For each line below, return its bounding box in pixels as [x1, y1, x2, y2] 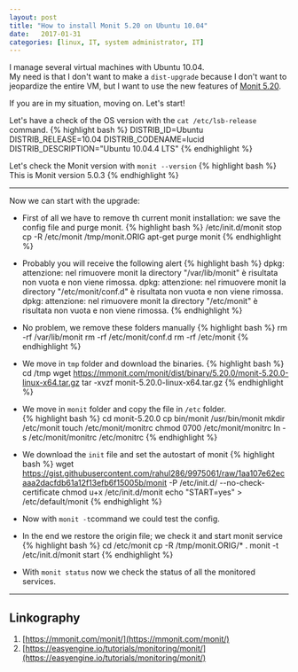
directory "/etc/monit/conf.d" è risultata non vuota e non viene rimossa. [21, 286, 284, 297]
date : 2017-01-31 [9, 29, 82, 38]
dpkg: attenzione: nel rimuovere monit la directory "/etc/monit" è [21, 296, 259, 307]
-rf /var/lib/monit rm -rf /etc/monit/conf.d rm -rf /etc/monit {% [21, 332, 249, 342]
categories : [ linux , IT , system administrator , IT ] [9, 37, 204, 47]
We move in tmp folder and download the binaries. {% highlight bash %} [21, 358, 285, 369]
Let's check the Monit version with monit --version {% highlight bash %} [9, 160, 278, 171]
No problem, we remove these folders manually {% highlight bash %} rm [21, 323, 288, 333]
